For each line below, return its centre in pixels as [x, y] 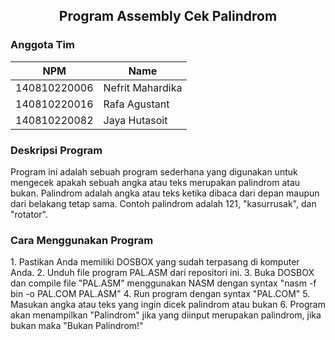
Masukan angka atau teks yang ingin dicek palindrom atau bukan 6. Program [168, 305]
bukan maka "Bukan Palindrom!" [77, 326]
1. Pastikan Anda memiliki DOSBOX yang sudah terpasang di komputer [155, 262]
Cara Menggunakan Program [82, 240]
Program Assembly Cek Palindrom [168, 16]
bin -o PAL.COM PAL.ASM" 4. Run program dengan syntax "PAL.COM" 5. [160, 294]
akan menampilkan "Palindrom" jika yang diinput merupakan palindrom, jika [166, 315]
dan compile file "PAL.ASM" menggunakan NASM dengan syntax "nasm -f [163, 283]
